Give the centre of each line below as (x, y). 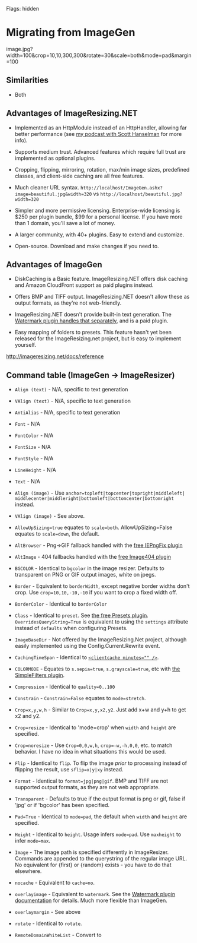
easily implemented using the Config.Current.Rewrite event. (87, 646)
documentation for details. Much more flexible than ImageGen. (91, 901)
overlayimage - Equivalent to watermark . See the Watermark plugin (95, 894)
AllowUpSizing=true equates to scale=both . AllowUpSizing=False (93, 527)
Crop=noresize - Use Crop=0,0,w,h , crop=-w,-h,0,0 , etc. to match (93, 745)
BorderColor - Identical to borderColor (61, 604)
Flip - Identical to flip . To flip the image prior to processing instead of (101, 763)
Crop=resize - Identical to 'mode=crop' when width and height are (95, 727)
